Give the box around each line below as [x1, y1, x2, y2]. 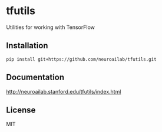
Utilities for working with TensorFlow [6, 24, 95, 31]
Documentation [6, 72, 65, 82]
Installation [6, 41, 48, 51]
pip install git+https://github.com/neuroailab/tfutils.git [6, 56, 157, 62]
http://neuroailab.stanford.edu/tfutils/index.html [6, 88, 121, 95]
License [6, 105, 36, 115]
